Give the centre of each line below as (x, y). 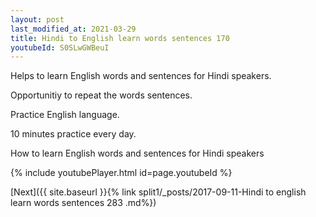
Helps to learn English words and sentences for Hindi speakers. (141, 76)
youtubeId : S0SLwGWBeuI (60, 47)
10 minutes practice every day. (73, 134)
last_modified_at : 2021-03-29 (73, 29)
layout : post (37, 19)
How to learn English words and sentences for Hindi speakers (137, 153)
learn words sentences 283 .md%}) (83, 203)
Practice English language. (65, 115)
